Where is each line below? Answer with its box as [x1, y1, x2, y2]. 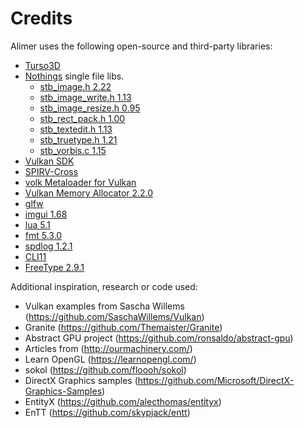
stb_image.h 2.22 [39, 80, 112, 92]
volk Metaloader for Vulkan [24, 176, 137, 188]
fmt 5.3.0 [24, 229, 63, 241]
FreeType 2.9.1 [24, 261, 85, 273]
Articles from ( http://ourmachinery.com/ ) [24, 342, 193, 354]
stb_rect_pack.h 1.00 [39, 112, 126, 124]
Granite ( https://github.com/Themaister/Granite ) [24, 321, 223, 333]
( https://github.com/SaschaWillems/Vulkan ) [24, 310, 205, 322]
